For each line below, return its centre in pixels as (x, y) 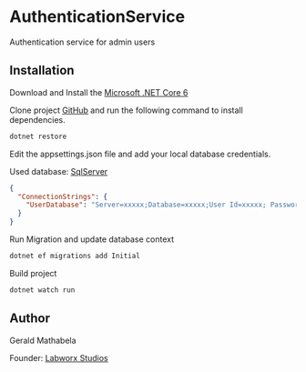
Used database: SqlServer (59, 171)
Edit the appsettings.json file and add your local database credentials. (140, 154)
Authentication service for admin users (82, 42)
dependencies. (37, 119)
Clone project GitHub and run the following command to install (126, 110)
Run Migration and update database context (92, 239)
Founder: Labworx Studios (59, 357)
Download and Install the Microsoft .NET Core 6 (99, 92)
